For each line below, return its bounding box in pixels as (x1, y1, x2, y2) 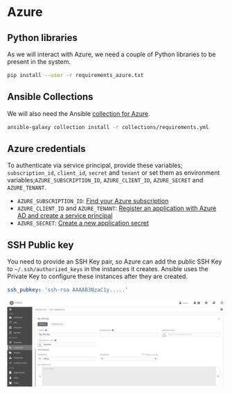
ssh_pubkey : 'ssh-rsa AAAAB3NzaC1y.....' (7, 286, 129, 293)
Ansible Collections (7, 91, 93, 103)
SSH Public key (7, 239, 74, 250)
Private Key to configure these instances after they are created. (7, 272, 188, 281)
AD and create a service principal (17, 212, 113, 220)
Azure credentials (7, 143, 87, 155)
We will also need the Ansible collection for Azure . (7, 109, 150, 118)
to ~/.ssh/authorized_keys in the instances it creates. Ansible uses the (7, 265, 209, 273)
